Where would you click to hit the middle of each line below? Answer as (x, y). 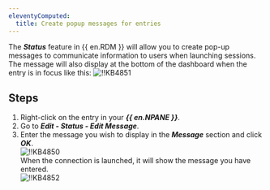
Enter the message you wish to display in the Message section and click (141, 135)
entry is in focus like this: (50, 72)
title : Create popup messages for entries (88, 24)
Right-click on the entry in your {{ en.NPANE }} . (100, 118)
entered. (34, 169)
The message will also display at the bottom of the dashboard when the (128, 64)
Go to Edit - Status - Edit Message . (79, 126)
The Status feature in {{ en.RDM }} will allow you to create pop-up (119, 46)
